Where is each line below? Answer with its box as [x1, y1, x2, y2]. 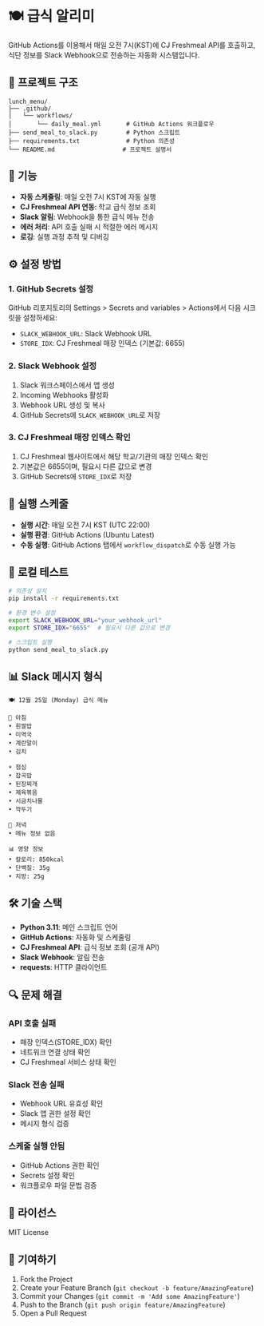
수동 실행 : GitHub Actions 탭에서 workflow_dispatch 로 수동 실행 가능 [19, 540, 237, 550]
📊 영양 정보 [8, 845, 44, 853]
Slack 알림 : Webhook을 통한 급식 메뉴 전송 [19, 212, 155, 221]
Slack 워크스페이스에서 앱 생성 [19, 380, 116, 390]
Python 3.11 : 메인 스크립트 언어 [19, 923, 118, 932]
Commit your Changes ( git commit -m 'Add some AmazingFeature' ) [19, 1292, 241, 1301]
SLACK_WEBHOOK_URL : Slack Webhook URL [19, 329, 152, 339]
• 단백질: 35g [8, 864, 50, 872]
